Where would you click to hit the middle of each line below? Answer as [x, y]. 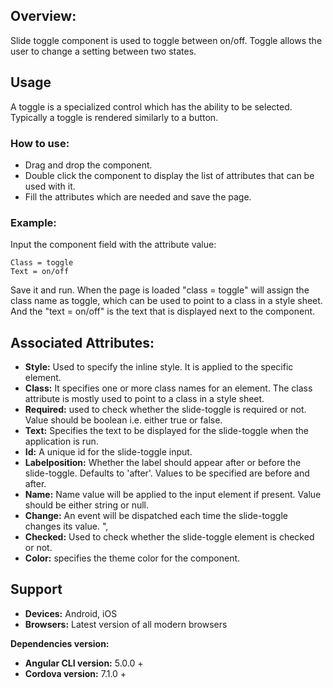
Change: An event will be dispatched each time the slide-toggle [156, 516]
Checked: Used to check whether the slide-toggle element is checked [169, 537]
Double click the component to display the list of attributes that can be [169, 175]
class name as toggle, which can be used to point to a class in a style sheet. [166, 301]
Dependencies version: [60, 643]
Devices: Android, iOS [71, 613]
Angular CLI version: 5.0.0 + [84, 663]
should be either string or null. [87, 505]
